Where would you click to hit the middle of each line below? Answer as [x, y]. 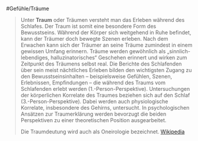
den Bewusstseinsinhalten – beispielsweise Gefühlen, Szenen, [96, 76]
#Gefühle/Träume [27, 9]
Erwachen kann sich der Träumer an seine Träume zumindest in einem [106, 45]
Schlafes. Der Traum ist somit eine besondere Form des [88, 26]
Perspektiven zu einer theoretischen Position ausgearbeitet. [93, 120]
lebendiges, [35, 58]
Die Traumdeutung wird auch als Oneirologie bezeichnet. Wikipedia [103, 132]
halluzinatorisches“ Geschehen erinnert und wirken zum [119, 58]
